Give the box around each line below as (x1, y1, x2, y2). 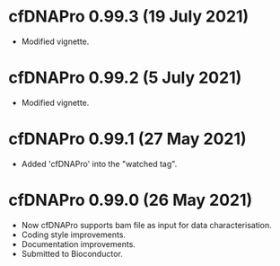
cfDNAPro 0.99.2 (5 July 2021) (8, 67, 242, 88)
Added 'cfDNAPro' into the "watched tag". (21, 158, 178, 169)
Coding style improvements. (21, 229, 127, 240)
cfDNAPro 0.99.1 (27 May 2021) (8, 129, 248, 149)
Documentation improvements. (21, 238, 136, 249)
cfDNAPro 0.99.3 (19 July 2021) (8, 6, 249, 27)
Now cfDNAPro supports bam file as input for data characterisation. (21, 219, 273, 230)
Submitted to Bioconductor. (21, 248, 123, 259)
